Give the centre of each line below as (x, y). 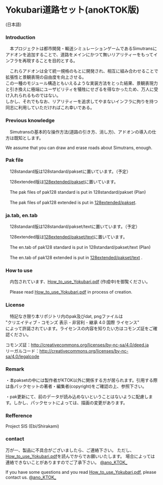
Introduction (20, 37)
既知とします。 (29, 138)
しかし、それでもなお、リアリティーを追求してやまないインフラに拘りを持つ (82, 102)
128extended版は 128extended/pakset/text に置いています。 (68, 237)
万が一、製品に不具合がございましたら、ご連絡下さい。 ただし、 (70, 450)
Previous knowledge (30, 121)
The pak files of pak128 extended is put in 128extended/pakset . (73, 202)
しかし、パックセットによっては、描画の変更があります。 (70, 403)
